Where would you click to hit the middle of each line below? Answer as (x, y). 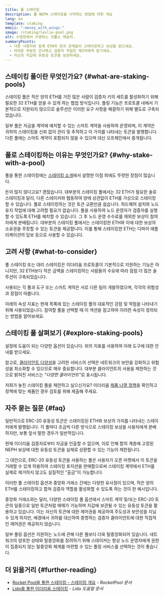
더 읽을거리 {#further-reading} (51, 570)
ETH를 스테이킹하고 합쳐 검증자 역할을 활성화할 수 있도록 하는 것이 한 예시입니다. (82, 489)
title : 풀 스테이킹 (22, 10)
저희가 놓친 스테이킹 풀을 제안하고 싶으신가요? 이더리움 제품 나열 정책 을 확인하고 (81, 385)
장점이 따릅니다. (25, 293)
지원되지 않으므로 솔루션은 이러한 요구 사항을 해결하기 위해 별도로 (84, 109)
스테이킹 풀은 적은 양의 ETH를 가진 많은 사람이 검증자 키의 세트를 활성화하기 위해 (82, 97)
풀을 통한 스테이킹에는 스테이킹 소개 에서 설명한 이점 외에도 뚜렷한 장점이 (74, 175)
